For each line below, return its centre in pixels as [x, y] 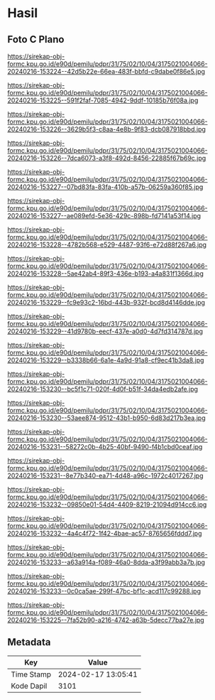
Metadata [29, 642]
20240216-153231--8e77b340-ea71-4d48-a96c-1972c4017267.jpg [105, 475]
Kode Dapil [29, 686]
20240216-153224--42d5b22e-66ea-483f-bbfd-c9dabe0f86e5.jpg [106, 71]
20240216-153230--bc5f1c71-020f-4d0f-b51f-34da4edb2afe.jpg [103, 389]
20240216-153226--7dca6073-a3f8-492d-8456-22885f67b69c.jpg [107, 158]
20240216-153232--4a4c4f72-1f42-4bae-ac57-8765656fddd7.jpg [105, 533]
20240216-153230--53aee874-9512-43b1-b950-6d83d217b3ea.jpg [106, 418]
